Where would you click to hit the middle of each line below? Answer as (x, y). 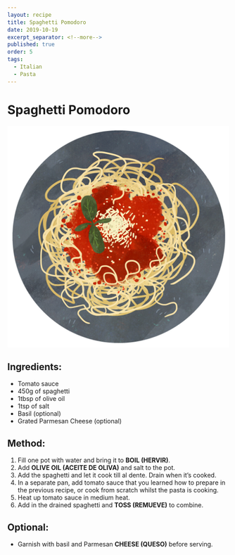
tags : (15, 60)
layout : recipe (30, 15)
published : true (31, 45)
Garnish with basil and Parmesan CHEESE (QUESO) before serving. (115, 544)
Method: (26, 443)
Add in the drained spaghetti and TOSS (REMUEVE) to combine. (110, 505)
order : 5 (20, 52)
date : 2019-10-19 (33, 30)
